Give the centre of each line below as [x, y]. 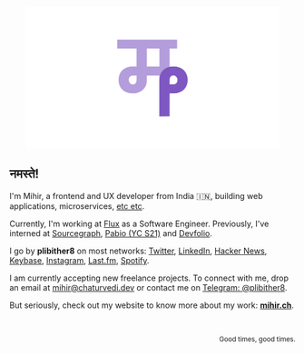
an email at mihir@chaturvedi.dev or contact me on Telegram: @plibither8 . [148, 287]
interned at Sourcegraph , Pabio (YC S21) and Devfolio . [111, 233]
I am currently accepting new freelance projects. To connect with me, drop [149, 278]
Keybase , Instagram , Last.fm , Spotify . [79, 260]
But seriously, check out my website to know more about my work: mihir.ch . [152, 305]
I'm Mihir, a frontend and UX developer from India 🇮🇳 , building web [136, 196]
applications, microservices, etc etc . [77, 205]
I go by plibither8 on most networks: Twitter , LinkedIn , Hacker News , [138, 251]
